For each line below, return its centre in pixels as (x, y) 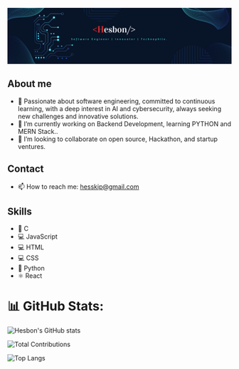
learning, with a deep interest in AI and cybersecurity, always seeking (119, 108)
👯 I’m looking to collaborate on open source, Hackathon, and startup (118, 139)
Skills (20, 212)
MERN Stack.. (38, 131)
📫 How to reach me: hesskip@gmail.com (78, 187)
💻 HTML (31, 247)
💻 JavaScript (38, 237)
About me (30, 84)
